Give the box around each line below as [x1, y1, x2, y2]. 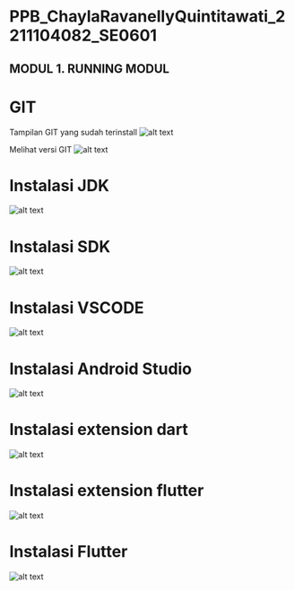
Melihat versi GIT [9, 143, 73, 154]
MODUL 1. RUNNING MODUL [9, 61, 170, 76]
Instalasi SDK [9, 236, 111, 256]
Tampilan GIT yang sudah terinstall [9, 126, 137, 137]
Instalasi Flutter [9, 542, 128, 562]
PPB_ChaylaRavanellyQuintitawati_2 [9, 6, 286, 27]
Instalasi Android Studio [9, 359, 193, 378]
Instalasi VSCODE [9, 298, 145, 317]
